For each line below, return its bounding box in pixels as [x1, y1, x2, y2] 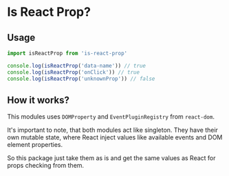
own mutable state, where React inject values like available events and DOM [7, 133, 223, 141]
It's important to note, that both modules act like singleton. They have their [7, 126, 219, 135]
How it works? [7, 94, 70, 106]
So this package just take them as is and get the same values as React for [7, 154, 216, 162]
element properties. [7, 141, 63, 149]
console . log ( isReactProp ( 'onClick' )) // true [7, 68, 140, 76]
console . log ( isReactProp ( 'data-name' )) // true [7, 62, 146, 69]
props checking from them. [7, 162, 85, 170]
